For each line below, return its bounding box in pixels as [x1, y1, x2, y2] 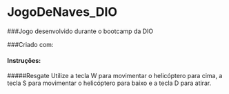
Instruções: [7, 56, 41, 64]
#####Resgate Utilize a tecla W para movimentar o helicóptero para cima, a [7, 72, 223, 80]
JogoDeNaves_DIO [7, 4, 117, 20]
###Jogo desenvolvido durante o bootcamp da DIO [7, 27, 154, 35]
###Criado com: [7, 40, 54, 48]
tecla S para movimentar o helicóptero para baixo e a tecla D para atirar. [7, 79, 212, 87]
